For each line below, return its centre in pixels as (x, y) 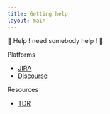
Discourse (33, 76)
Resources (23, 89)
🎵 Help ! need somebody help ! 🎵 (55, 40)
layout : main (27, 21)
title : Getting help (38, 14)
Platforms (21, 55)
